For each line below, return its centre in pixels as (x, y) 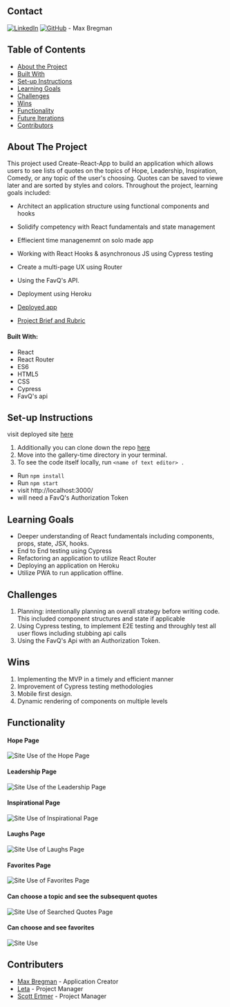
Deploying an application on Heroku (68, 565)
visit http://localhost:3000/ (55, 491)
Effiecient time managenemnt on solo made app (85, 241)
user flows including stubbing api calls (71, 633)
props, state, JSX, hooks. (53, 544)
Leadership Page (32, 772)
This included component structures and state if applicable (101, 619)
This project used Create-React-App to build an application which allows (111, 163)
